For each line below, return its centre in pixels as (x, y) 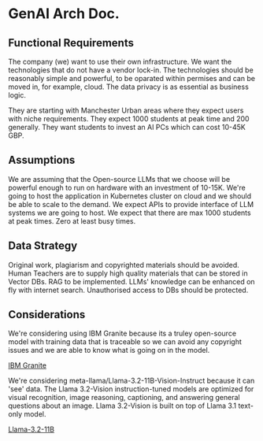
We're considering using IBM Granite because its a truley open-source (122, 334)
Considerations (47, 315)
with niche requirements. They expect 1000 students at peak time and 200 (129, 119)
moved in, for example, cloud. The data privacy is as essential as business (129, 87)
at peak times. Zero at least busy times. (72, 220)
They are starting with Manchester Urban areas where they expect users (126, 110)
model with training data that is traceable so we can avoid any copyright (125, 342)
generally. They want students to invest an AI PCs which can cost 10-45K (127, 127)
